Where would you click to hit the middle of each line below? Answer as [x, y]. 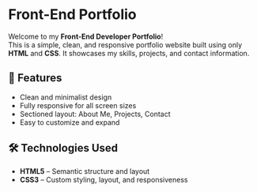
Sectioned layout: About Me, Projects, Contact [95, 114]
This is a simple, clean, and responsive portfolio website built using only [125, 44]
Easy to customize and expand [70, 122]
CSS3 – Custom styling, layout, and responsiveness [104, 179]
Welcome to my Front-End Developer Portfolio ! [86, 36]
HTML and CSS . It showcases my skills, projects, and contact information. [129, 53]
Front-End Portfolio [72, 15]
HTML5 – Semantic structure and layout [85, 171]
